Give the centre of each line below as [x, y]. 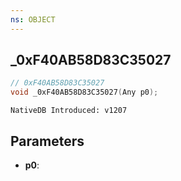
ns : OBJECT [33, 19]
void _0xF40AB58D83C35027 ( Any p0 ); [84, 92]
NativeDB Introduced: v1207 [69, 111]
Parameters [47, 141]
